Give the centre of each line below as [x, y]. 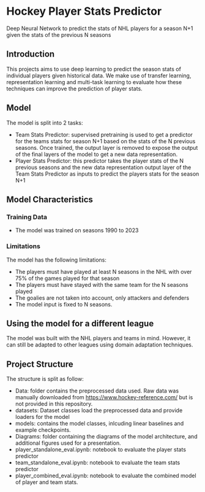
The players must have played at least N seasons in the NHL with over [103, 271]
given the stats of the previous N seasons [59, 34]
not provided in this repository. [54, 404]
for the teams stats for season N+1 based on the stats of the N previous [105, 141]
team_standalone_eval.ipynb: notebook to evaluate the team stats [98, 463]
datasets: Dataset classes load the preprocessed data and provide [99, 410]
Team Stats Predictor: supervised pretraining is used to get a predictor [104, 135]
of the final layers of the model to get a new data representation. [96, 154]
